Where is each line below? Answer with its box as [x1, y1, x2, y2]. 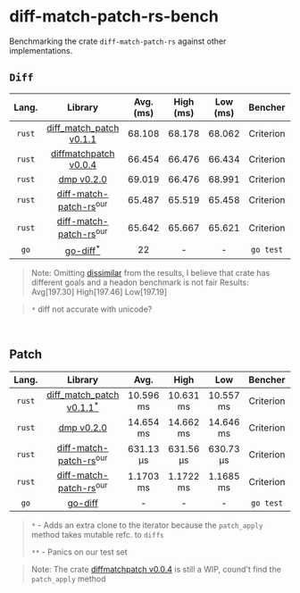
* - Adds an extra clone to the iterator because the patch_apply [30, 520, 263, 530]
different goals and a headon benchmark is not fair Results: [30, 277, 250, 288]
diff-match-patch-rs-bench [9, 6, 219, 27]
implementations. [9, 45, 73, 55]
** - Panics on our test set [30, 547, 128, 557]
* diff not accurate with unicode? [30, 304, 153, 314]
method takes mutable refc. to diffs [30, 529, 164, 539]
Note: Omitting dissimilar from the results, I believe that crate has [30, 267, 271, 278]
